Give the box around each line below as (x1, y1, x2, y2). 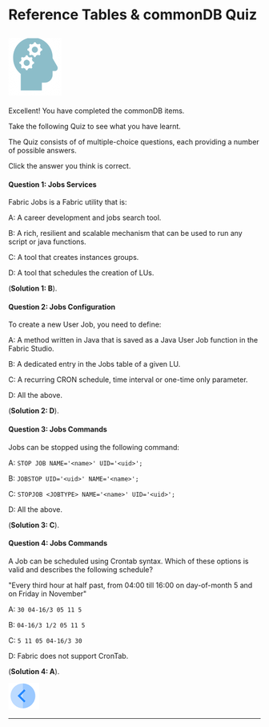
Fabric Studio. (8, 343, 54, 354)
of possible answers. (8, 146, 78, 155)
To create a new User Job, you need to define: (8, 319, 162, 330)
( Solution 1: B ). (8, 283, 58, 294)
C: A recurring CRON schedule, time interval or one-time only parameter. (8, 375, 248, 384)
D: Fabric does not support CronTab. (8, 651, 129, 660)
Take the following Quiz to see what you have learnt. (8, 122, 182, 131)
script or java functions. (8, 237, 86, 246)
